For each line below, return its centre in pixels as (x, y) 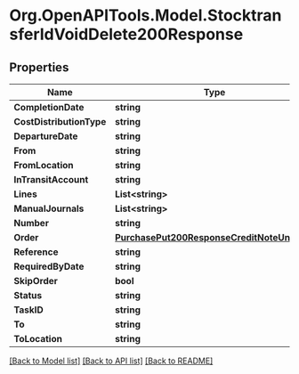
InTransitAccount (51, 179)
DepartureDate (46, 136)
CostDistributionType (60, 122)
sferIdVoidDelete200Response (126, 34)
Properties (39, 67)
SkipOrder (36, 281)
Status (28, 295)
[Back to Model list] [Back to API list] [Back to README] (111, 361)
